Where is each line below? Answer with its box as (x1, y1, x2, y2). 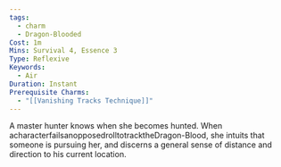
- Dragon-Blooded (17, 29, 82, 38)
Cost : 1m (9, 38, 42, 47)
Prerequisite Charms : (9, 88, 90, 96)
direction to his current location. (9, 149, 127, 160)
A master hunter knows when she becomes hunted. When (9, 121, 223, 131)
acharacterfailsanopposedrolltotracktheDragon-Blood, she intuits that (9, 130, 265, 141)
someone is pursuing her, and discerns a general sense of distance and (9, 139, 272, 150)
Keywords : (9, 63, 46, 72)
